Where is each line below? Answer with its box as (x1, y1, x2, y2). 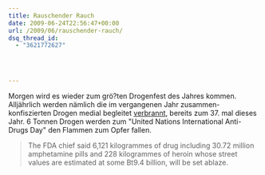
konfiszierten (8, 109, 52, 118)
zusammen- (180, 100, 220, 109)
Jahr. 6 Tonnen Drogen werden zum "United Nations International (8, 117, 223, 126)
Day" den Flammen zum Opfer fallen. (30, 125, 152, 135)
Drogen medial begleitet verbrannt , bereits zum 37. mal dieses (53, 109, 257, 118)
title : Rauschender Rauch (8, 11, 94, 20)
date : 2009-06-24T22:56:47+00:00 (8, 19, 120, 27)
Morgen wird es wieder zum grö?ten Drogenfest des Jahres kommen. (8, 91, 237, 101)
